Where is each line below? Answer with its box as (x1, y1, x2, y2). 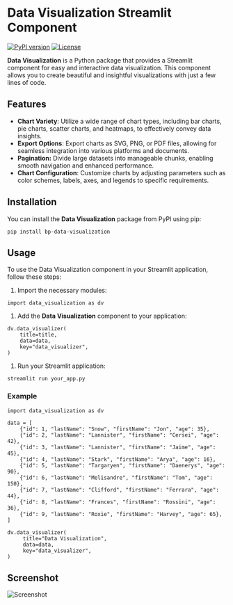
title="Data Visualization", (22, 535, 108, 542)
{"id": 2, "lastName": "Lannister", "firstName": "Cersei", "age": (19, 431, 219, 439)
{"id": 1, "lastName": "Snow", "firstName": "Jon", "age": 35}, (19, 426, 210, 433)
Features (7, 99, 47, 111)
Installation (7, 196, 57, 208)
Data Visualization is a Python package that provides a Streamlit (7, 56, 193, 64)
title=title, (19, 332, 58, 339)
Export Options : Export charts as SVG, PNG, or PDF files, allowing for (17, 139, 217, 147)
